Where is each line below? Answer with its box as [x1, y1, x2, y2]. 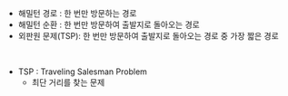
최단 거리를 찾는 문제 [31, 77, 105, 88]
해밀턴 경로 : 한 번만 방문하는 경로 [17, 8, 137, 18]
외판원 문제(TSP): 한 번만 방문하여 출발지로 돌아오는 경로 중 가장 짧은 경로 [17, 31, 279, 41]
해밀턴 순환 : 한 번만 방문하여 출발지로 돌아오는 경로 [17, 19, 200, 30]
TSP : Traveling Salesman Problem [17, 66, 148, 77]
